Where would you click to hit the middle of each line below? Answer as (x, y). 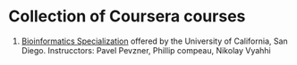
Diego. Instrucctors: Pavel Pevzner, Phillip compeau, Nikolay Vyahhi (146, 50)
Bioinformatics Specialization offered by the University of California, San (154, 41)
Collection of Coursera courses (127, 16)
